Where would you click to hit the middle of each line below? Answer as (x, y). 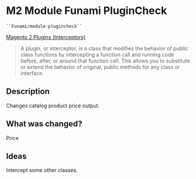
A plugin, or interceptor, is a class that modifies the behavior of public (104, 48)
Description (28, 92)
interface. (32, 73)
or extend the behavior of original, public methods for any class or (100, 67)
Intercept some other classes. (42, 170)
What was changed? (44, 124)
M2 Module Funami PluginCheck (87, 11)
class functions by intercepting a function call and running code (97, 54)
